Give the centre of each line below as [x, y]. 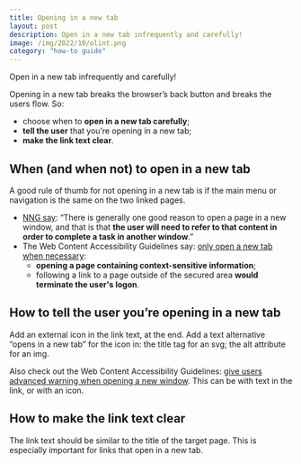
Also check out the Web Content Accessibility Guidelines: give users [136, 371]
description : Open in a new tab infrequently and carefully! [126, 34]
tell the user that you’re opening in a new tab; [107, 131]
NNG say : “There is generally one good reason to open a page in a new [154, 217]
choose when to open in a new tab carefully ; [106, 122]
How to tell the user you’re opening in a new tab [145, 313]
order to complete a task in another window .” [108, 236]
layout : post [34, 26]
